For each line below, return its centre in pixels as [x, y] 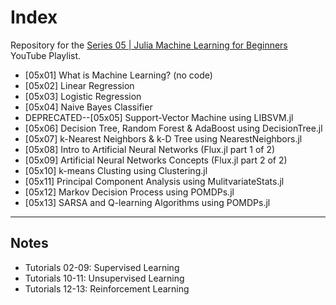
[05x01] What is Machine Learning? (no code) [118, 75]
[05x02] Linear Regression [79, 85]
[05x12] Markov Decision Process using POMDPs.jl [129, 192]
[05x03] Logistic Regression [83, 96]
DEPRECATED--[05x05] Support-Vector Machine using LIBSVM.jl [159, 117]
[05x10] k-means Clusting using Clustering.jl [116, 170]
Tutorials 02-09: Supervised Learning [102, 267]
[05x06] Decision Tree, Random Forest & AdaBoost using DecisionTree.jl [173, 128]
